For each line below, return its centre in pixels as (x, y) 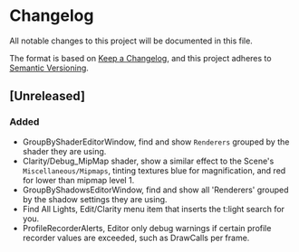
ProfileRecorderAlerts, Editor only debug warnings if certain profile (147, 228)
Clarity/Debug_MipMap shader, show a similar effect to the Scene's (148, 161)
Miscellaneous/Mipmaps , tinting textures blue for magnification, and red (154, 170)
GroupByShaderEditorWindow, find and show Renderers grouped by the (156, 142)
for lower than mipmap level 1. (78, 180)
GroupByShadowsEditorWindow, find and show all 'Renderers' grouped (155, 190)
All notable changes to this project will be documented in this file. (131, 41)
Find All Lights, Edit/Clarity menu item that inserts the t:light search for (154, 209)
